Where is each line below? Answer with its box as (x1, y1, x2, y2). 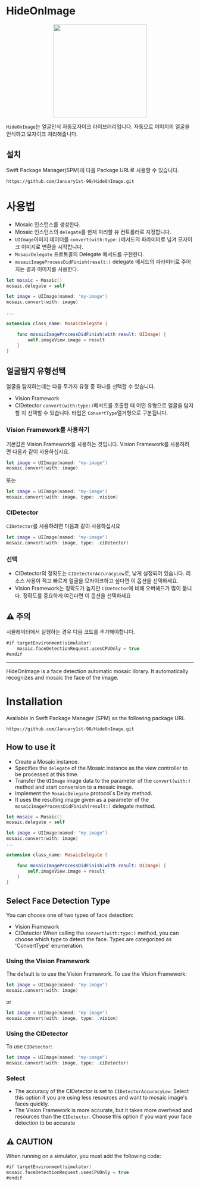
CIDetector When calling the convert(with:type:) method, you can (14, 929, 179, 936)
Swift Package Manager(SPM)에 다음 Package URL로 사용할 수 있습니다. (6, 166, 180, 173)
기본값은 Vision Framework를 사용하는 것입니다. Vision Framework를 (6, 440, 169, 447)
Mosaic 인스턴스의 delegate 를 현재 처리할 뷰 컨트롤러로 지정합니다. (14, 228, 171, 235)
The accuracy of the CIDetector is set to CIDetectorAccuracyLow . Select (14, 1088, 189, 1095)
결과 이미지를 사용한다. (26, 265, 79, 272)
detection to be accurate (14, 1119, 76, 1126)
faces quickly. (14, 1100, 49, 1107)
